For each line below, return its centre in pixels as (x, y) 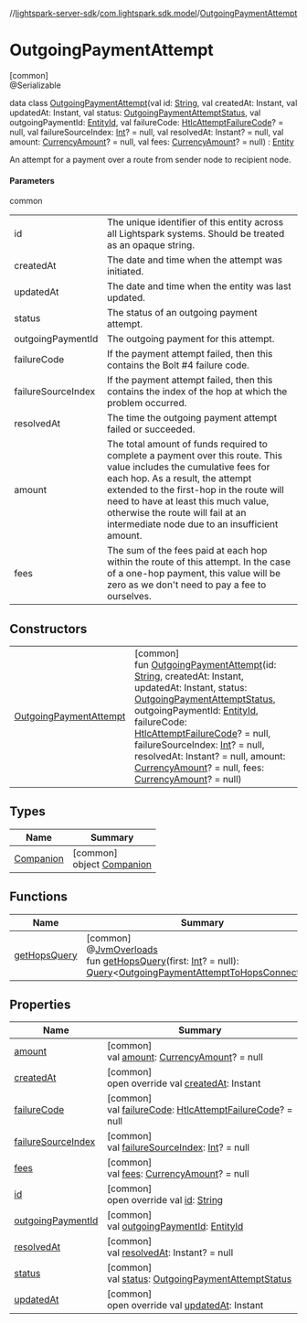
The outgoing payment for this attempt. (191, 339)
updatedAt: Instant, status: (191, 687)
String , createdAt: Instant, (189, 676)
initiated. (125, 272)
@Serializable (35, 85)
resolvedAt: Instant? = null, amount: (210, 756)
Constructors (48, 629)
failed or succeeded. (151, 429)
